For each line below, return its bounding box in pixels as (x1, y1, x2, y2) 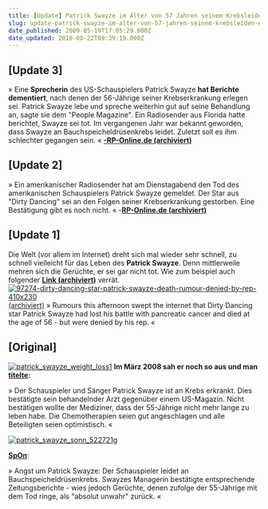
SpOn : (8, 450, 30, 460)
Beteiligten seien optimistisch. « (8, 420, 113, 429)
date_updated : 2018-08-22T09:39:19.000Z (8, 34, 145, 42)
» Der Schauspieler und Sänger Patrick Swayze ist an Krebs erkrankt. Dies (8, 385, 253, 395)
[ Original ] (8, 341, 57, 354)
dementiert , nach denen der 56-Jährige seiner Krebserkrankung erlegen (8, 93, 249, 103)
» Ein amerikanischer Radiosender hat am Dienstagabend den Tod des (8, 180, 239, 189)
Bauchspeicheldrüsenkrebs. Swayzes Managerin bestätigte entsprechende (8, 474, 255, 483)
